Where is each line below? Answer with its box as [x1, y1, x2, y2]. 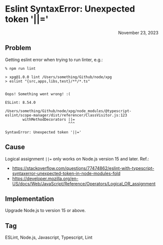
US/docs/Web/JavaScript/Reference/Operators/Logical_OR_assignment [12, 180, 156, 186]
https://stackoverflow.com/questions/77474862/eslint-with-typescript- [12, 165, 155, 171]
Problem [5, 44, 32, 52]
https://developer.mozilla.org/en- [12, 176, 79, 181]
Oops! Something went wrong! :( [5, 91, 71, 97]
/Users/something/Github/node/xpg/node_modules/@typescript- [5, 108, 132, 114]
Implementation [5, 195, 54, 203]
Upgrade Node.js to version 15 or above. [5, 208, 86, 213]
